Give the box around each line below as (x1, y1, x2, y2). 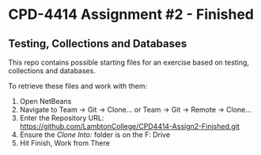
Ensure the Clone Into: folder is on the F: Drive (19, 130, 171, 139)
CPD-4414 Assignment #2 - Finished (8, 6, 255, 24)
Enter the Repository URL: (19, 113, 104, 123)
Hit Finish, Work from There (19, 138, 111, 147)
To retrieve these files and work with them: (8, 81, 148, 90)
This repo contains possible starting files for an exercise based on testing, (8, 57, 249, 67)
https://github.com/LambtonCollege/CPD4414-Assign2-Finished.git (19, 122, 240, 131)
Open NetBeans (19, 97, 72, 105)
